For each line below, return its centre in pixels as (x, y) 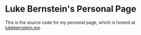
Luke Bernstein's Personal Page (71, 9)
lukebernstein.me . (23, 27)
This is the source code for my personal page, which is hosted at (70, 22)
